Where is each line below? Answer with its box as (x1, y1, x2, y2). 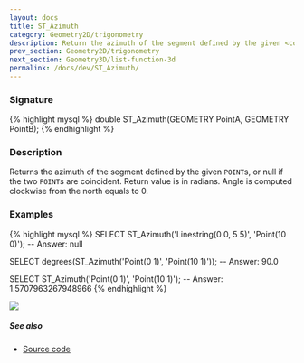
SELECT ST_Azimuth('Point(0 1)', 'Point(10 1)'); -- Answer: (9, 273, 223, 284)
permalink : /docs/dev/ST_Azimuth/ (9, 64, 140, 73)
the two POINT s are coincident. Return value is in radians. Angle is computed (9, 176, 292, 187)
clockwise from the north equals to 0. (9, 186, 149, 197)
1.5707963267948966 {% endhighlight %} (9, 283, 167, 293)
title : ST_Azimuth (9, 22, 79, 31)
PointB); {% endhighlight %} (9, 124, 115, 135)
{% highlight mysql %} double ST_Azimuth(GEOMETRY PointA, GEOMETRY (9, 114, 290, 125)
